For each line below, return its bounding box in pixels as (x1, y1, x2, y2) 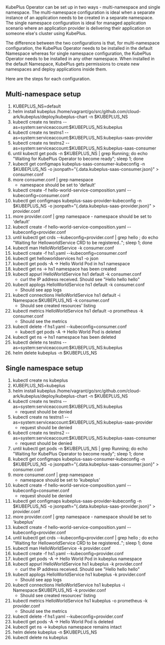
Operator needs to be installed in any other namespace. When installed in (5, 56, 155, 61)
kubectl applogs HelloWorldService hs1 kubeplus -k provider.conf (12, 571, 146, 577)
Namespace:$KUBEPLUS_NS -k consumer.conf (12, 297, 110, 303)
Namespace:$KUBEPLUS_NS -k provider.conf (12, 587, 106, 593)
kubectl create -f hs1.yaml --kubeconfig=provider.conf (12, 550, 124, 556)
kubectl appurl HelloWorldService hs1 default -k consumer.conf (12, 271, 142, 277)
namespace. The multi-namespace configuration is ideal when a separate (5, 9, 155, 15)
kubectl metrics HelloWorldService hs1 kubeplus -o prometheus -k (12, 598, 148, 604)
